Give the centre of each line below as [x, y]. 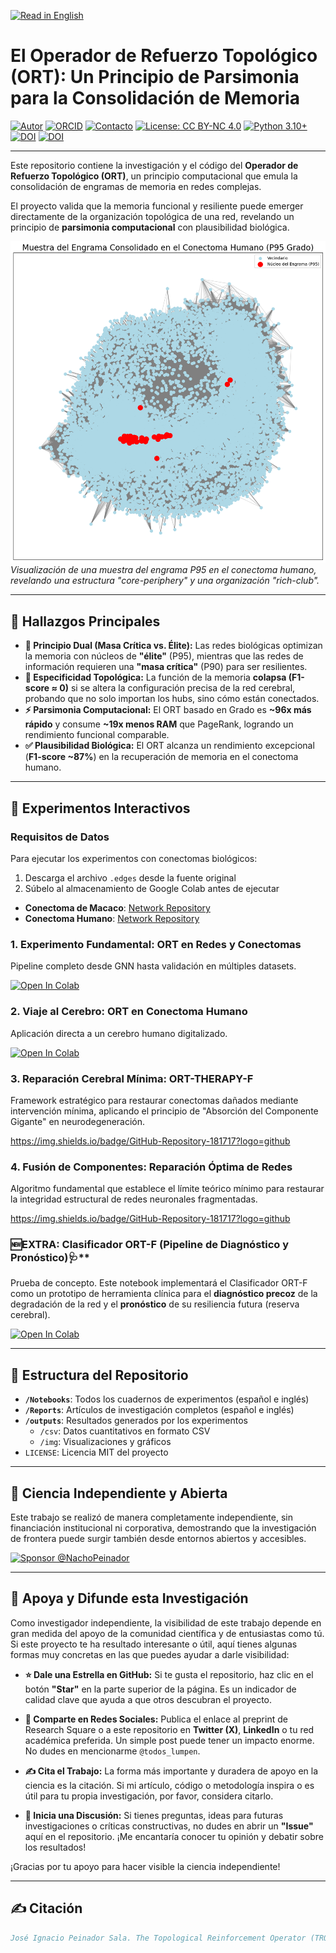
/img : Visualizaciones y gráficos [105, 1442]
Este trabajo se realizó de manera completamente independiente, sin [151, 1517]
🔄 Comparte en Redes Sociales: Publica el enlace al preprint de [156, 1719]
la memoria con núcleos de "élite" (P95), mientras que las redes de [164, 656]
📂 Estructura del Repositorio [99, 1375]
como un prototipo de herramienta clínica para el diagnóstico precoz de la [164, 1294]
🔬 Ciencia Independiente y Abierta [119, 1493]
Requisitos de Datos [60, 837]
